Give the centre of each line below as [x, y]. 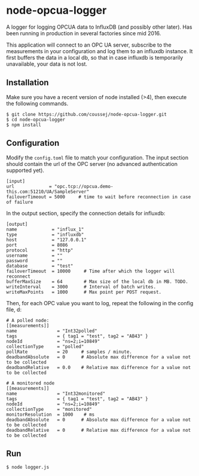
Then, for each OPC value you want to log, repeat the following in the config [100, 303]
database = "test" [40, 266]
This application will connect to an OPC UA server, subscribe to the [89, 45]
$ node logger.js [28, 467]
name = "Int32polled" [52, 331]
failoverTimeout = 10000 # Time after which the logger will [91, 271]
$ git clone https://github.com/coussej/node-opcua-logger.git [87, 114]
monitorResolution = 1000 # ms [50, 414]
